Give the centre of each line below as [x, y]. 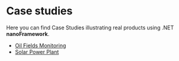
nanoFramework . [28, 33]
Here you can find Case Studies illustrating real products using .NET [90, 28]
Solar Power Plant [37, 51]
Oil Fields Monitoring [40, 45]
